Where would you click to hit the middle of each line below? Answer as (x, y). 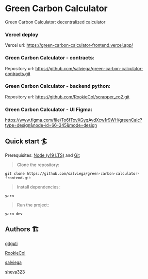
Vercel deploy (22, 35)
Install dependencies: (38, 187)
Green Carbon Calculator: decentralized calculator (55, 22)
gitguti (11, 243)
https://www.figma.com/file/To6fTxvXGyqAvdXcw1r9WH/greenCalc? (74, 120)
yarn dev (14, 214)
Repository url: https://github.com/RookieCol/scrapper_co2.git (67, 97)
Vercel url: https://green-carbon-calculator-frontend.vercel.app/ (69, 45)
